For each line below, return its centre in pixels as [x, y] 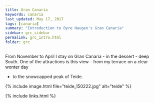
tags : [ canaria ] [22, 24]
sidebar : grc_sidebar [28, 33]
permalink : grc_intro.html [33, 38]
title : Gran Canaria [27, 10]
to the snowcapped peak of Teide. [48, 76]
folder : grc [17, 42]
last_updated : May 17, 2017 [34, 19]
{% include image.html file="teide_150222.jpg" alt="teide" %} [68, 86]
